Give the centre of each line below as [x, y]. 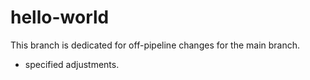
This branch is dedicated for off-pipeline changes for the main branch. [155, 45]
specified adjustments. [72, 64]
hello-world [60, 17]
